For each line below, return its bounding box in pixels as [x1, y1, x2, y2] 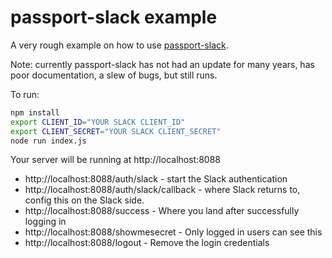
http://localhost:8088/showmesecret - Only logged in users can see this [24, 226, 323, 238]
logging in [24, 216, 67, 228]
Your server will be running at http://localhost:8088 [10, 154, 222, 166]
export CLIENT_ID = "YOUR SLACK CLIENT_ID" [10, 117, 186, 127]
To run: [10, 88, 40, 100]
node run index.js [10, 136, 87, 146]
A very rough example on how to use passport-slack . [10, 39, 229, 51]
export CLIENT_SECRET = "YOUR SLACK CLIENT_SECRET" [10, 126, 222, 136]
